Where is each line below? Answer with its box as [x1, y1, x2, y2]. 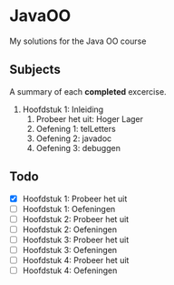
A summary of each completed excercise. [9, 86, 167, 97]
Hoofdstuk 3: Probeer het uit [22, 234, 130, 245]
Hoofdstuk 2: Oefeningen [22, 224, 118, 235]
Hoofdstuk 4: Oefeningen [22, 265, 118, 276]
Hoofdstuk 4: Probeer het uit [22, 254, 130, 265]
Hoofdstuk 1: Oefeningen [22, 203, 116, 214]
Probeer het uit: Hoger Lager [35, 113, 143, 124]
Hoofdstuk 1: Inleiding [22, 104, 104, 115]
